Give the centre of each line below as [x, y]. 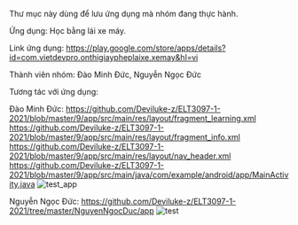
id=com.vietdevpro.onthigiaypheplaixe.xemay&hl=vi [104, 57]
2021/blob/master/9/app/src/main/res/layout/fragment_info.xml [125, 137]
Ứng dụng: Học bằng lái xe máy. [68, 31]
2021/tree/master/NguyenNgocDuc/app [82, 211]
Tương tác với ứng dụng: [54, 92]
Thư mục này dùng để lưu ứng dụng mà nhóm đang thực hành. [124, 14]
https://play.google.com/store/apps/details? [146, 48]
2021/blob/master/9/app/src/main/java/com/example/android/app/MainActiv [149, 175]
